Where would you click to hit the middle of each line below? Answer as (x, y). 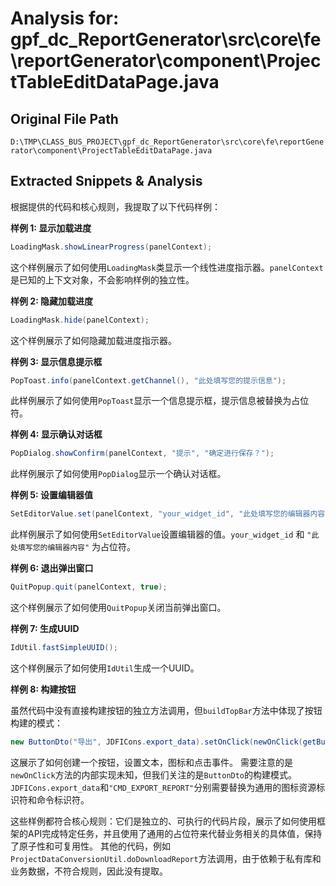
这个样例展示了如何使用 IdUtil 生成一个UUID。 (105, 668)
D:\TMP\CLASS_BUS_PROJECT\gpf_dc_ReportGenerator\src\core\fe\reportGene (167, 142)
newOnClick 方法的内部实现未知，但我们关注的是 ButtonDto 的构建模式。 (154, 774)
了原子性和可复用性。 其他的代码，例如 (90, 846)
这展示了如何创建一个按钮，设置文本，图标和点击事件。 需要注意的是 (151, 762)
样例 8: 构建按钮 (43, 689)
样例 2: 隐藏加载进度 (52, 301)
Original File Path (64, 118)
